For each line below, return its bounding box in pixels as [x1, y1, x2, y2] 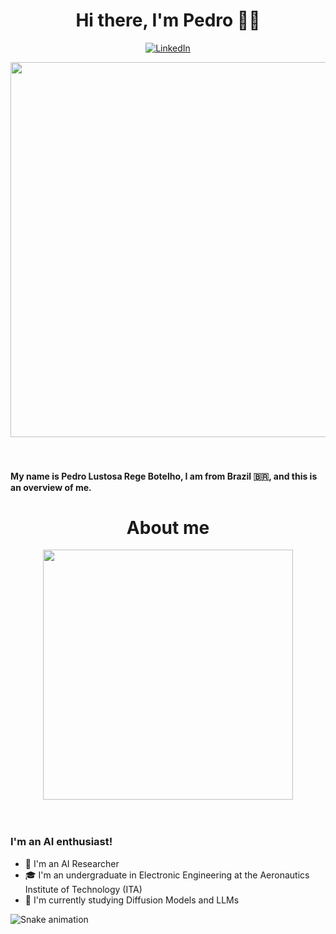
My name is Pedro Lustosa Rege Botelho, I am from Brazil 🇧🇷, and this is [10, 470, 318, 482]
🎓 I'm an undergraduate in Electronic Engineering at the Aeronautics [24, 869, 310, 881]
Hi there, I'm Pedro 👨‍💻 [75, 9, 261, 32]
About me [126, 516, 210, 539]
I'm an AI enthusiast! [10, 835, 113, 849]
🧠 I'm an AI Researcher [24, 857, 120, 869]
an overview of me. [10, 481, 92, 493]
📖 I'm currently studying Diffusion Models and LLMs [24, 894, 240, 906]
